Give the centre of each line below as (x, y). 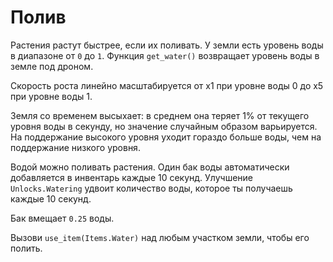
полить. (26, 248)
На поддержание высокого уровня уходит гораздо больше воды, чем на (166, 137)
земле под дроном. (52, 66)
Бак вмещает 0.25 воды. (62, 218)
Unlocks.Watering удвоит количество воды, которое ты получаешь (151, 188)
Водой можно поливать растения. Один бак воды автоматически (150, 167)
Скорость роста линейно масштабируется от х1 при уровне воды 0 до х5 (167, 85)
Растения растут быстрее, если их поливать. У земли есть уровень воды (167, 45)
